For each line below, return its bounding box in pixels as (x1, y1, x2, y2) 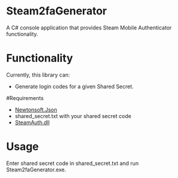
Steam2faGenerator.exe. (6, 166, 67, 173)
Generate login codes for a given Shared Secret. (14, 83, 134, 90)
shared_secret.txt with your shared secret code (14, 112, 131, 119)
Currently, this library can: (6, 71, 70, 79)
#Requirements (6, 94, 44, 101)
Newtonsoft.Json (14, 106, 57, 113)
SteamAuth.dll (14, 119, 50, 126)
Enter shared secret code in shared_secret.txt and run (6, 159, 139, 167)
